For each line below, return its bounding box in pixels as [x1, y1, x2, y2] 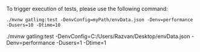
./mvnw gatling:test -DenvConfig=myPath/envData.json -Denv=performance [6, 17, 193, 23]
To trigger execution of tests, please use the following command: [6, 5, 168, 12]
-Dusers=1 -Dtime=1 [56, 39, 107, 46]
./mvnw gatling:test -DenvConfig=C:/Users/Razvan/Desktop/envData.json [6, 33, 190, 40]
